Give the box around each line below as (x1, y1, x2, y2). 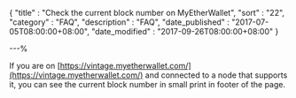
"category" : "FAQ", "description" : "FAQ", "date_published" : (9, 17, 230, 27)
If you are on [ (9, 61, 60, 71)
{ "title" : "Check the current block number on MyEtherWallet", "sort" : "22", (9, 8, 285, 18)
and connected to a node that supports (144, 70, 288, 80)
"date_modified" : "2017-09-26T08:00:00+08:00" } (91, 26, 279, 36)
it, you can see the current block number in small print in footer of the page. (9, 79, 286, 89)
